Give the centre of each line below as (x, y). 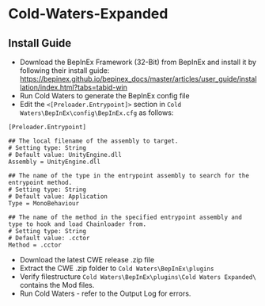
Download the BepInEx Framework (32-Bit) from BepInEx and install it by (138, 62)
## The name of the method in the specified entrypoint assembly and (125, 217)
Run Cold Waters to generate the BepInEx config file (104, 96)
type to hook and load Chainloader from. (78, 224)
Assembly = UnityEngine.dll (55, 162)
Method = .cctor (35, 245)
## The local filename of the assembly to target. (93, 141)
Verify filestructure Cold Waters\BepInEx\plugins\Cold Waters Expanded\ (138, 277)
